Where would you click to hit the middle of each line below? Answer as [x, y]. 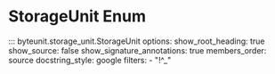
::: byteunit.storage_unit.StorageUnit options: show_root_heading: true [137, 41]
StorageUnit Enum [77, 16]
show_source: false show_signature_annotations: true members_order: [137, 50]
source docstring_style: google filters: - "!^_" [90, 60]
